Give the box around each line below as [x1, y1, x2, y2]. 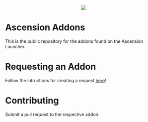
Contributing [5, 95, 59, 107]
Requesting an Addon [5, 61, 96, 72]
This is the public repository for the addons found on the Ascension [5, 38, 143, 44]
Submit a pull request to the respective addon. [5, 111, 100, 117]
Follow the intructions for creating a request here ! [5, 77, 107, 83]
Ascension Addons [5, 22, 85, 33]
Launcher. [5, 43, 26, 49]
